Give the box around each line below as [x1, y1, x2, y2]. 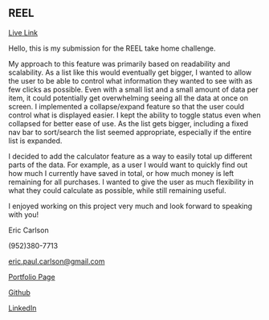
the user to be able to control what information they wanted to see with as [8, 76, 253, 85]
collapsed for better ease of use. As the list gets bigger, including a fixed [8, 118, 249, 128]
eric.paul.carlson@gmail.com [8, 256, 105, 266]
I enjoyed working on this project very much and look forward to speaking [8, 201, 253, 211]
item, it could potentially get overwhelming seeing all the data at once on [8, 92, 249, 103]
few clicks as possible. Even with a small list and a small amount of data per [8, 84, 259, 94]
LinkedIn [8, 303, 37, 313]
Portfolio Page [8, 272, 55, 281]
